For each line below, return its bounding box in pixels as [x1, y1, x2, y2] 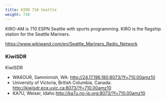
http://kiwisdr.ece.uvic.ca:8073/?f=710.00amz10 [12, 84, 112, 90]
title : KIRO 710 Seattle [5, 7, 57, 12]
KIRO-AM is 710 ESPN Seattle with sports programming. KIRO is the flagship [5, 25, 161, 31]
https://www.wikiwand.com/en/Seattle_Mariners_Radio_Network [5, 40, 138, 46]
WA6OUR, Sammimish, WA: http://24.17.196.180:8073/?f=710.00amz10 [12, 74, 156, 80]
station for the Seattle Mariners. [5, 31, 71, 37]
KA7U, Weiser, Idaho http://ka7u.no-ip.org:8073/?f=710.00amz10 [12, 90, 146, 96]
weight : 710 [5, 12, 30, 17]
